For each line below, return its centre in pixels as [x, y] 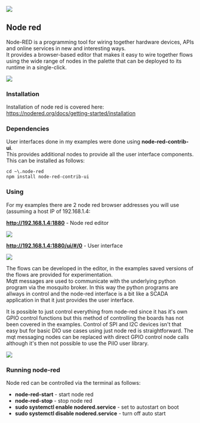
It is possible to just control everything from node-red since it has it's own [97, 311]
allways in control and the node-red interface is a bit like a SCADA [87, 294]
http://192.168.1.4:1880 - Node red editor [58, 223]
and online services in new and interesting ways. [66, 48]
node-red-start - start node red [54, 394]
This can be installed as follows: [46, 160]
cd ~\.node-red [25, 172]
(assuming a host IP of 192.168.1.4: [48, 211]
